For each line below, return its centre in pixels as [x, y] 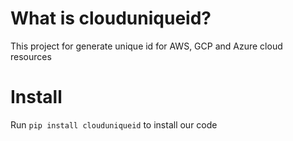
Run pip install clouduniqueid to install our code [114, 124]
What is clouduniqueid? [111, 18]
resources [31, 56]
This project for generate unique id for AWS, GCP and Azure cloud [146, 46]
